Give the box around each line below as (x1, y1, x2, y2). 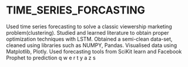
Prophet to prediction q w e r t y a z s (6, 54, 96, 61)
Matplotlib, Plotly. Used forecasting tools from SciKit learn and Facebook (6, 48, 182, 55)
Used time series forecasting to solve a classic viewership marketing (6, 23, 172, 30)
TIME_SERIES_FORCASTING (6, 4, 146, 17)
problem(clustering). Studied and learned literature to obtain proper (6, 29, 169, 36)
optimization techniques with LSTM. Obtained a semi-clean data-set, (6, 35, 173, 42)
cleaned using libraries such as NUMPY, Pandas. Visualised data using (6, 42, 177, 49)
